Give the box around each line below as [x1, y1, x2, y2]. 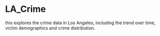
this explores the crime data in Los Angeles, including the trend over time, [5, 20, 156, 26]
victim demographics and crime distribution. [5, 25, 96, 31]
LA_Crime [5, 3, 46, 15]
